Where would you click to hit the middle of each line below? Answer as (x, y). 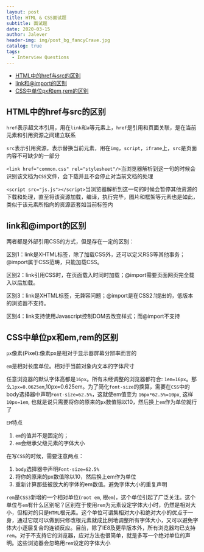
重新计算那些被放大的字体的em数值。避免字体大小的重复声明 (91, 484)
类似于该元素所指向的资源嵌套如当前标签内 (60, 204)
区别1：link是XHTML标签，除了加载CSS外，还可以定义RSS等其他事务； (96, 254)
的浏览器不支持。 (28, 303)
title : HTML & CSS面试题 (37, 18)
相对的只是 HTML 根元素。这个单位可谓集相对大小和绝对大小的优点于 (105, 512)
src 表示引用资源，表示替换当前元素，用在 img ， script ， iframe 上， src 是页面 (102, 148)
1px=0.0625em (28, 387)
